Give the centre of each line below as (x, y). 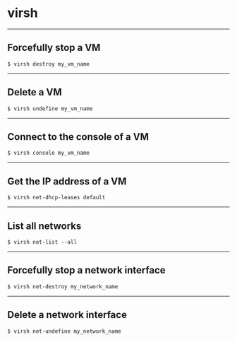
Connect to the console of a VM (78, 137)
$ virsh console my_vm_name (49, 153)
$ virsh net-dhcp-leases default (56, 198)
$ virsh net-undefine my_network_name (64, 331)
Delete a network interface (67, 315)
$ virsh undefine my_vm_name (50, 108)
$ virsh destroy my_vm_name (49, 64)
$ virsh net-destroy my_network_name (63, 287)
